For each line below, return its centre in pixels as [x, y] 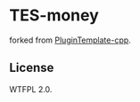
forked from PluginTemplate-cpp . [70, 40]
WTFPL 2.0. [31, 89]
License [32, 68]
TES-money [54, 16]
